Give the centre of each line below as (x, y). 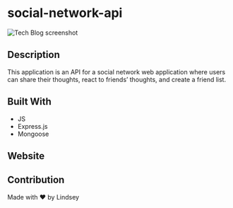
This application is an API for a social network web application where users (116, 71)
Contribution (36, 180)
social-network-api (65, 13)
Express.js (32, 126)
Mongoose (33, 134)
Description (34, 55)
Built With (29, 102)
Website (26, 156)
